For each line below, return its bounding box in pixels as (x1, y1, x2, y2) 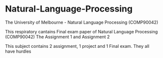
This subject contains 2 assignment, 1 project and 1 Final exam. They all (5, 43, 150, 49)
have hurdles (5, 48, 31, 54)
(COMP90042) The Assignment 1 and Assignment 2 (5, 34, 110, 40)
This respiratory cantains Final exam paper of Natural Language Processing (5, 29, 158, 34)
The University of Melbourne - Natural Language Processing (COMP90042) (5, 19, 159, 25)
